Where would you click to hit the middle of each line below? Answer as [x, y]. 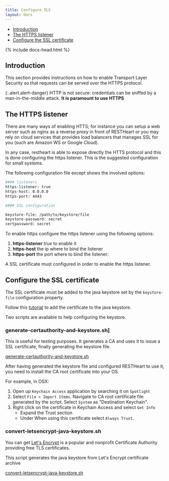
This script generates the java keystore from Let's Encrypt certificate [77, 457]
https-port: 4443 [24, 196]
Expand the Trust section [46, 413]
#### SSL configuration [30, 206]
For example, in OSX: [27, 382]
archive [13, 463]
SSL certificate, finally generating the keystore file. [58, 347]
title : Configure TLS [28, 10]
